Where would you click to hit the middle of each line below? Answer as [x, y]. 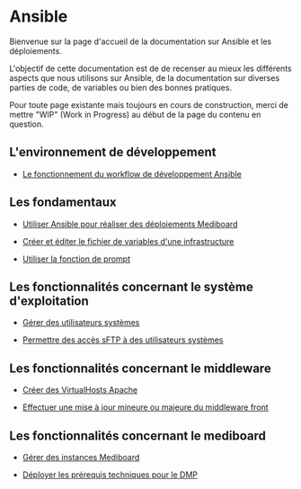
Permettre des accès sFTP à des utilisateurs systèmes [123, 340]
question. [27, 124]
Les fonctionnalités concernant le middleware [140, 368]
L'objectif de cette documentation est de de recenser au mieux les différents [150, 68]
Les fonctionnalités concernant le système [131, 286]
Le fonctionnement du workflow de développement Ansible [132, 173]
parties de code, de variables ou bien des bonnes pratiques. [120, 87]
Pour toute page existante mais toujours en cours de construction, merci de [149, 104]
